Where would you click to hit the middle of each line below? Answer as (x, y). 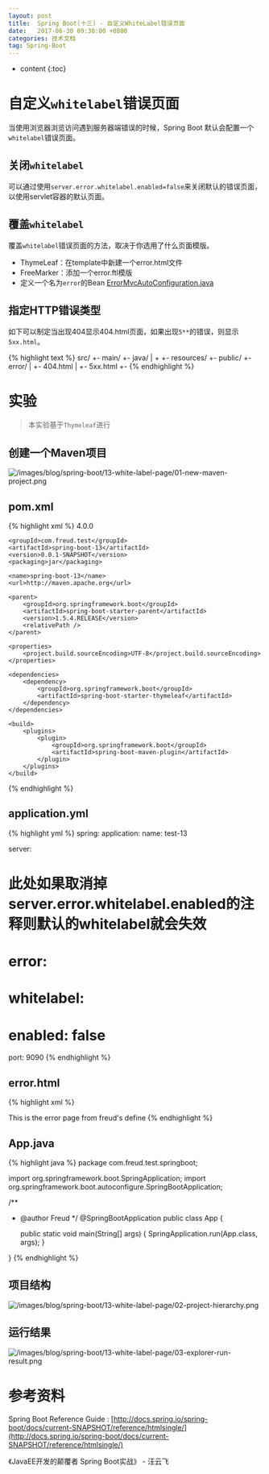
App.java (31, 1143)
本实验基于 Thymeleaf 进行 (69, 425)
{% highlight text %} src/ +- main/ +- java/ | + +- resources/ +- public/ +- (130, 357)
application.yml (48, 814)
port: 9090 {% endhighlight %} (60, 1057)
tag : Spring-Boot (37, 46)
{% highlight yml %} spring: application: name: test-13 (98, 833)
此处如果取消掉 (58, 884)
